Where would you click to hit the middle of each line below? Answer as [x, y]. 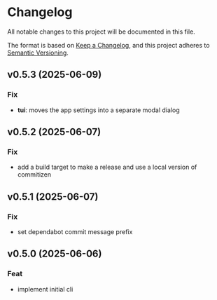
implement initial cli [45, 289]
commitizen [34, 175]
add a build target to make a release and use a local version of [107, 167]
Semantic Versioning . [38, 53]
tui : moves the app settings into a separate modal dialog [98, 110]
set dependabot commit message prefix [75, 232]
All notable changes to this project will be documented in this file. [101, 32]
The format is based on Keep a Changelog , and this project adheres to [108, 45]
